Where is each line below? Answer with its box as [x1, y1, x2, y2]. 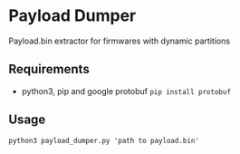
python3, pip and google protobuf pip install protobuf [21, 85, 232, 96]
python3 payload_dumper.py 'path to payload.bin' [8, 136, 200, 145]
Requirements [8, 62, 90, 77]
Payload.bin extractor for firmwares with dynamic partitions [8, 35, 231, 46]
